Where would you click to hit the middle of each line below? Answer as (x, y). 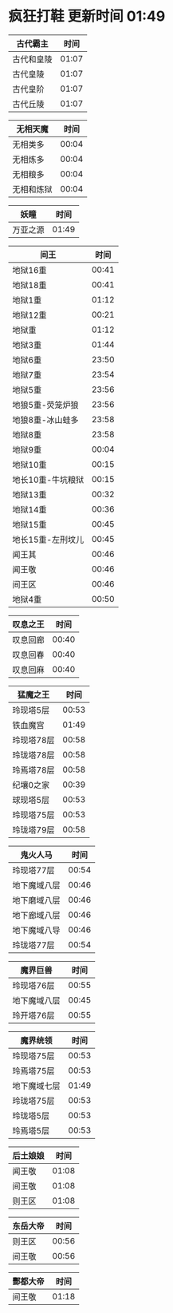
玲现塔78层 (33, 740)
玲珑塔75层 (33, 1101)
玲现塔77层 (33, 870)
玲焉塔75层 (33, 1070)
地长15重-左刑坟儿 (48, 540)
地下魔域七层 (37, 1086)
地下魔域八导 (37, 930)
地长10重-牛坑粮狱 (48, 480)
